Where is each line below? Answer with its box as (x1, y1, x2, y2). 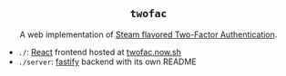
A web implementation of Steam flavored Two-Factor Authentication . (19, 29, 278, 40)
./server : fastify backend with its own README (17, 56, 197, 67)
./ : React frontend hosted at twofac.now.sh (17, 46, 182, 57)
